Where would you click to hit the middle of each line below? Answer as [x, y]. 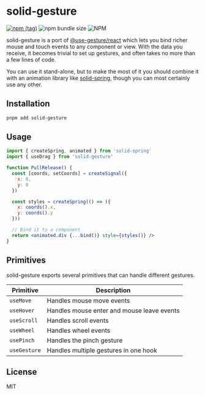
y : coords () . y [35, 213]
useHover [22, 310]
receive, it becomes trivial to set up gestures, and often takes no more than [101, 53]
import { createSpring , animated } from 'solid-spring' [79, 151]
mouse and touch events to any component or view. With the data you [95, 47]
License [22, 372]
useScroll [24, 320]
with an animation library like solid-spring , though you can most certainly [98, 78]
